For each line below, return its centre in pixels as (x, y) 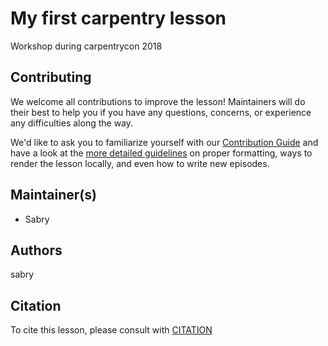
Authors (36, 250)
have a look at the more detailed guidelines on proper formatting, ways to (161, 153)
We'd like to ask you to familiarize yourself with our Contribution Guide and (164, 142)
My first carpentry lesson (118, 18)
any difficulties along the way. (72, 123)
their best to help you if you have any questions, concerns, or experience (161, 112)
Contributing (51, 77)
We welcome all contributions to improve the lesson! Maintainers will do (158, 101)
